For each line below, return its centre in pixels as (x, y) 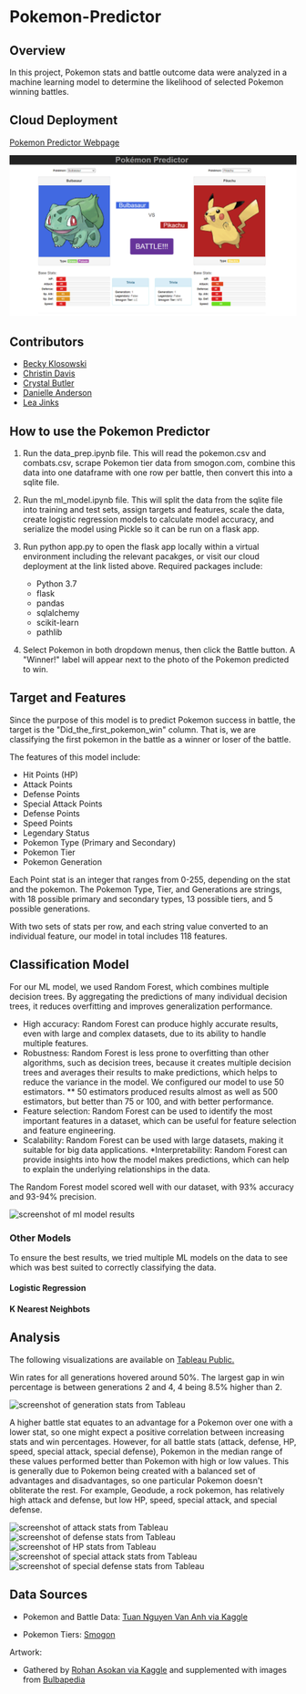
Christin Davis (49, 374)
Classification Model (69, 965)
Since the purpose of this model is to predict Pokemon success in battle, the (153, 720)
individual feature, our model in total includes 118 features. (118, 936)
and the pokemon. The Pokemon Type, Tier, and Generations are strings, (146, 889)
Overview (38, 51)
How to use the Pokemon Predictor (110, 431)
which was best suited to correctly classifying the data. (113, 1267)
